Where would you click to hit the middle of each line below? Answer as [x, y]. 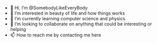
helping [18, 29]
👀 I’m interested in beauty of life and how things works [68, 13]
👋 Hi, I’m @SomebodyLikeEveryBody [49, 8]
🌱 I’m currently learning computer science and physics [68, 18]
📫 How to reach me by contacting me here [55, 35]
